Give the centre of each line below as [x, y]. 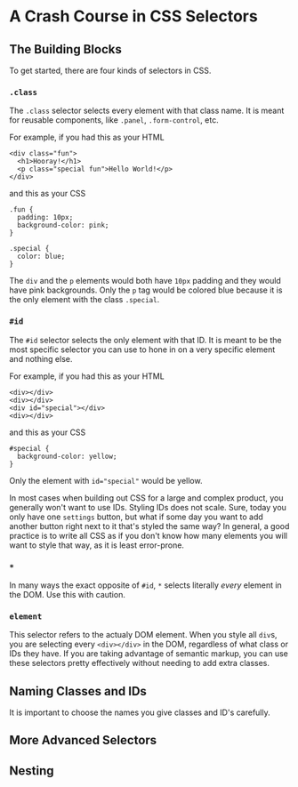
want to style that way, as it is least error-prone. [97, 545]
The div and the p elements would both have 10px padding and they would [145, 281]
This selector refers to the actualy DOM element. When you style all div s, [143, 635]
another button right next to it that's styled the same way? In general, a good [149, 526]
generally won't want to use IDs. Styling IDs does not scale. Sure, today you [148, 507]
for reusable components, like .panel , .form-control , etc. [114, 120]
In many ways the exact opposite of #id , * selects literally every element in [145, 585]
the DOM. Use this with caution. [68, 594]
